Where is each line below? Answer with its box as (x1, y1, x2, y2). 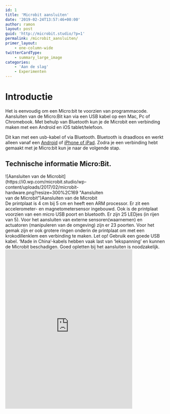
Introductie (5, 91, 53, 102)
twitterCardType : (5, 50, 42, 55)
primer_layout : (5, 41, 38, 46)
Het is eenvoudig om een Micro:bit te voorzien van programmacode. (5, 108, 148, 114)
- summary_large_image (14, 55, 62, 60)
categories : (5, 60, 30, 65)
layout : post (5, 27, 33, 32)
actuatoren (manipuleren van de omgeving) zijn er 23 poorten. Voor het (5, 222, 155, 228)
